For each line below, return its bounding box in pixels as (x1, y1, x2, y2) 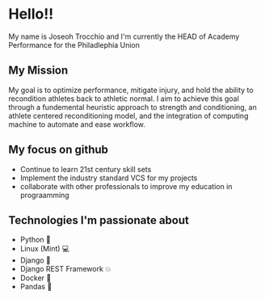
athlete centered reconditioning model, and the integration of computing (8, 111, 249, 120)
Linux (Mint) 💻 (19, 244, 70, 254)
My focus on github (8, 143, 109, 157)
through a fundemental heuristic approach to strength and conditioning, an (8, 102, 257, 112)
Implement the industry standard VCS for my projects (19, 173, 198, 183)
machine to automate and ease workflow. (8, 119, 145, 129)
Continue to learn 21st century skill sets (19, 164, 152, 174)
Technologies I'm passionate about (8, 213, 190, 227)
